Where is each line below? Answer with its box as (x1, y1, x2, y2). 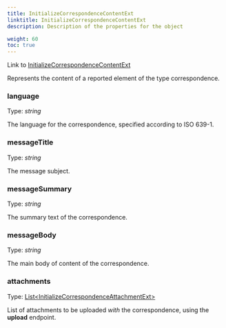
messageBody (7, 230, 56, 240)
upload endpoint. (7, 313, 56, 321)
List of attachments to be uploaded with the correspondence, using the (7, 305, 209, 314)
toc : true (7, 42, 36, 49)
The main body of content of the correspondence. (7, 260, 150, 268)
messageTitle (7, 137, 54, 147)
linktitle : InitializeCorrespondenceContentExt (7, 17, 147, 23)
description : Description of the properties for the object (7, 23, 184, 30)
